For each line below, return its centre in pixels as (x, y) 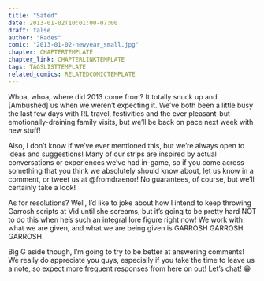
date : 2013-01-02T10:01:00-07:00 (63, 23)
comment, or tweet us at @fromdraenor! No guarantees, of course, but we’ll (131, 179)
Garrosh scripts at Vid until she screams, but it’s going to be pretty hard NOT (132, 211)
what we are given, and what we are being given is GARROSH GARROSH (126, 228)
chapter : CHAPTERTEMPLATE (50, 52)
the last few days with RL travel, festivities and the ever (98, 113)
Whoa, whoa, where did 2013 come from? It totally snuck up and (113, 96)
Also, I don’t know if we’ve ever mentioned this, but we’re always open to (126, 145)
